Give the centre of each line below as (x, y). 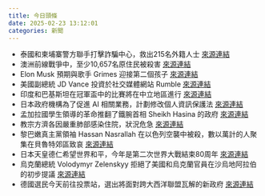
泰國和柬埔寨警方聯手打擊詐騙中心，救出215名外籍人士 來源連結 (125, 54)
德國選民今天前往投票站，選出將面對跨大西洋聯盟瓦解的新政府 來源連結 (137, 184)
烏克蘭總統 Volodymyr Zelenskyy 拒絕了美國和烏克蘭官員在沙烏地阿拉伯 (139, 164)
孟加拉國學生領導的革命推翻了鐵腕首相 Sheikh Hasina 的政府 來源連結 (134, 114)
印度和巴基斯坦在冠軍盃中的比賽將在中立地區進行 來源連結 (116, 94)
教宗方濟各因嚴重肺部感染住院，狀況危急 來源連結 (102, 124)
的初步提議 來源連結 (52, 174)
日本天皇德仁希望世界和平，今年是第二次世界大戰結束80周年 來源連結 (134, 154)
